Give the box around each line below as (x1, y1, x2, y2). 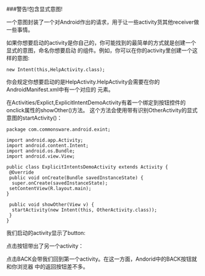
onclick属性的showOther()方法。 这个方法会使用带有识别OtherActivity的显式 (6, 107, 198, 113)
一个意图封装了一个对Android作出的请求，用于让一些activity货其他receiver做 (6, 18, 199, 26)
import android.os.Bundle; (6, 148, 75, 154)
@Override (9, 169, 34, 175)
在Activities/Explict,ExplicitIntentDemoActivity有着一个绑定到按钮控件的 (6, 99, 186, 106)
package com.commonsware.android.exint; (6, 126, 111, 132)
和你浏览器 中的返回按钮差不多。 (6, 263, 89, 270)
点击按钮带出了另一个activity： (6, 242, 84, 250)
